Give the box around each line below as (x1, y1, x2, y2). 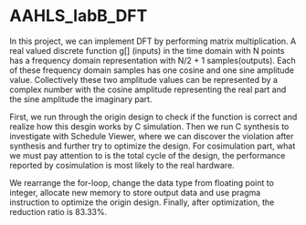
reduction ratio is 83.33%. (9, 206, 108, 217)
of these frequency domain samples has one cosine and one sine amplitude (9, 65, 295, 76)
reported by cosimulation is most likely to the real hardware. (9, 159, 235, 170)
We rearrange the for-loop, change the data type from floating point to (9, 177, 274, 188)
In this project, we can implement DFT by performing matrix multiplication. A (9, 36, 297, 46)
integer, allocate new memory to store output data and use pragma (9, 187, 261, 198)
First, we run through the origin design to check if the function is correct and (9, 111, 298, 122)
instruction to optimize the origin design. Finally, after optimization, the (9, 197, 275, 208)
